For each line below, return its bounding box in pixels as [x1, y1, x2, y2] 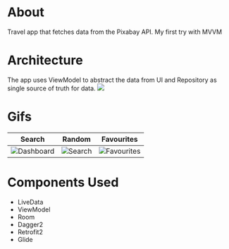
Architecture [7, 52, 83, 68]
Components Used [7, 174, 119, 190]
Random [62, 134, 92, 144]
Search [20, 134, 45, 144]
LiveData [17, 198, 44, 206]
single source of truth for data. [7, 84, 97, 92]
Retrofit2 [17, 227, 44, 236]
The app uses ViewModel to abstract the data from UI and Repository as [7, 75, 217, 84]
